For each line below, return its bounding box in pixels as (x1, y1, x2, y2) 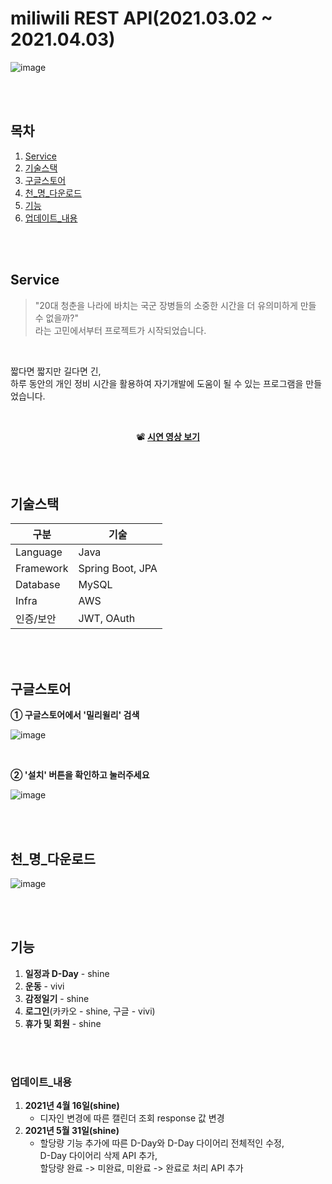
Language (15, 545, 63, 559)
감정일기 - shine (24, 992, 90, 1004)
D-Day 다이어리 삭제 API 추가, (39, 1150, 158, 1162)
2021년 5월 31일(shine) (24, 1125, 120, 1137)
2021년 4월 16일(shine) (24, 1100, 120, 1112)
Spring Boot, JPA (78, 562, 158, 576)
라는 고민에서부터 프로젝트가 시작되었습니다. (34, 324, 207, 336)
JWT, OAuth (78, 612, 136, 626)
